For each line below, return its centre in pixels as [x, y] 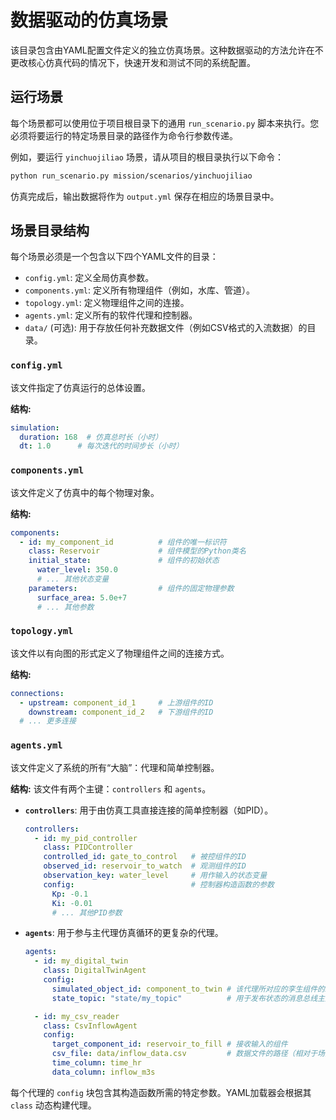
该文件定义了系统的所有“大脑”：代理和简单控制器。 [115, 767]
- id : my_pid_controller [86, 838]
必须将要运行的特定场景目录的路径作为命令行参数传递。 [124, 135]
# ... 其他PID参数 [87, 912]
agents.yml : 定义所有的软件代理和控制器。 [111, 315]
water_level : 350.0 [77, 570]
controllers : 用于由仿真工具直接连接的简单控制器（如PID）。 [149, 810]
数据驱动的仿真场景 [89, 20]
